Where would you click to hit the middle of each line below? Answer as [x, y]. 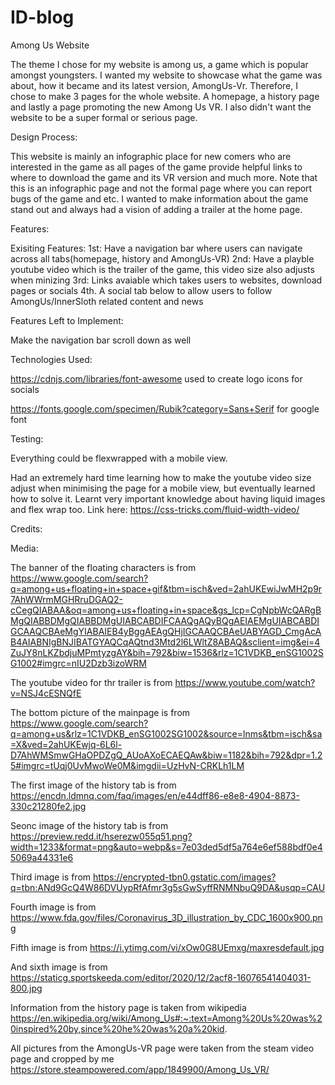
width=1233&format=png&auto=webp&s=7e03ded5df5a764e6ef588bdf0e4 [166, 847]
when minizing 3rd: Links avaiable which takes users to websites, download [166, 280]
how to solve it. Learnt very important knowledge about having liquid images [168, 498]
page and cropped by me [62, 1058]
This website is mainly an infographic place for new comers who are [151, 156]
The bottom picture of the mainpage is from [100, 712]
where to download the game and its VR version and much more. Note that [164, 177]
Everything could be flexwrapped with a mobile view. [119, 458]
